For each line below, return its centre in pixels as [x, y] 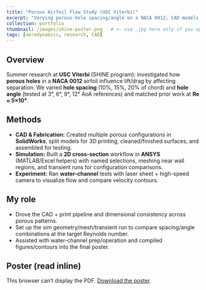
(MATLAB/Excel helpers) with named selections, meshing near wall [100, 161]
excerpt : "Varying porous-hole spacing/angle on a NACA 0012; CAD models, [104, 18]
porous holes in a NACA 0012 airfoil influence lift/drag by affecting [91, 81]
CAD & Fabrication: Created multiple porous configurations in [93, 134]
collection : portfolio [35, 23]
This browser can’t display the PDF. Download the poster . [79, 281]
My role [21, 200]
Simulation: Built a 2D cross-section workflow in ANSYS [88, 154]
